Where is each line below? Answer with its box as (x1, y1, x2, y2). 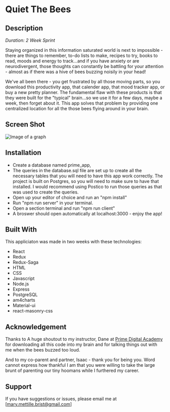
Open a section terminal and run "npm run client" (12, 205, 115, 211)
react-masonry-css (12, 308, 53, 314)
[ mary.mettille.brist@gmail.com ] (5, 401, 72, 407)
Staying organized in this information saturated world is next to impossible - (5, 47, 163, 53)
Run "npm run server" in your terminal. (12, 200, 94, 206)
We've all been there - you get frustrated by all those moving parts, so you (5, 79, 160, 84)
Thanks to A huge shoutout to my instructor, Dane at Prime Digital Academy (5, 336, 163, 342)
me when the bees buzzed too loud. (5, 347, 80, 353)
